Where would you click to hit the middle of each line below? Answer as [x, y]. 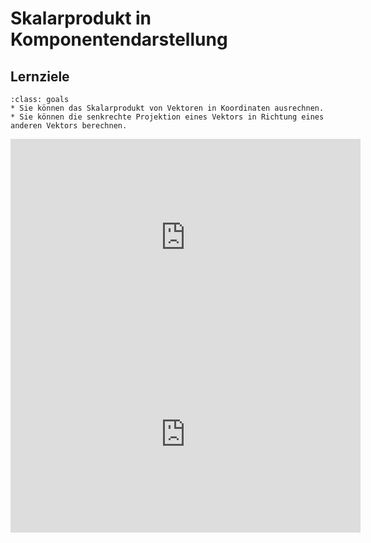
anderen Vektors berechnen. [69, 126]
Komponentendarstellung [119, 39]
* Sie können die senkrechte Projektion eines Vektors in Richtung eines [167, 117]
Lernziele [40, 76]
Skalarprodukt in [81, 18]
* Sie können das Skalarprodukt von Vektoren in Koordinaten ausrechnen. [167, 108]
